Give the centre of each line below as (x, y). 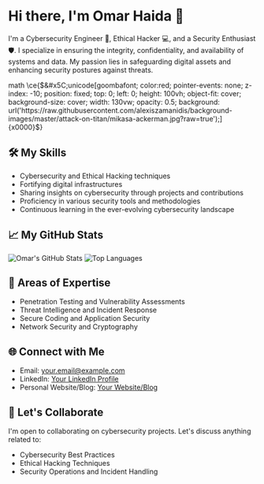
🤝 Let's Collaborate (56, 412)
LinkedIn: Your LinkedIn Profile (69, 379)
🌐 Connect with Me (56, 351)
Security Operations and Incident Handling (89, 471)
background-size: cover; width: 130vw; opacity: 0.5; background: (114, 102)
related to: (25, 439)
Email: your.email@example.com (72, 370)
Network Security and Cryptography (78, 327)
